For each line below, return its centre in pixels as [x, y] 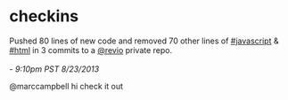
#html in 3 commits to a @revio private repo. [91, 50]
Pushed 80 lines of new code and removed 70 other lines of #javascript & [144, 41]
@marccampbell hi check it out [66, 86]
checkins [44, 16]
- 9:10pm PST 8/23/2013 [54, 69]
